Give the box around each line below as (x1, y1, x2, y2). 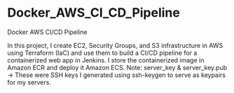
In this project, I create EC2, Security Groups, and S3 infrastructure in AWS (7, 41, 223, 49)
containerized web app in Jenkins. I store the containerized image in (7, 56, 205, 64)
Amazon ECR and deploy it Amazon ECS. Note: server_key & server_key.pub (7, 63, 228, 71)
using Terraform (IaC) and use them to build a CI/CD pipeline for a (7, 49, 198, 57)
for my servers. (7, 78, 51, 86)
